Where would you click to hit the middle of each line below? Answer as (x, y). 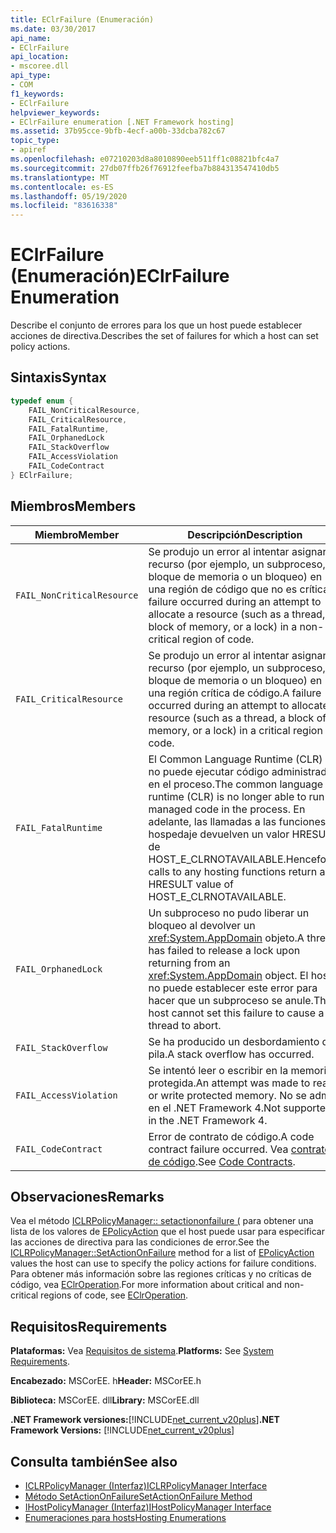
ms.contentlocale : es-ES (62, 187)
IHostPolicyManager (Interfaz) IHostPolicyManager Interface (148, 1507)
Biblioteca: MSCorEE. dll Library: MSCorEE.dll (105, 1400)
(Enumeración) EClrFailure (120, 276)
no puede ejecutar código (209, 771)
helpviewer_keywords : (55, 112)
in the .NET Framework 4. (208, 1120)
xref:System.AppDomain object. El (228, 975)
